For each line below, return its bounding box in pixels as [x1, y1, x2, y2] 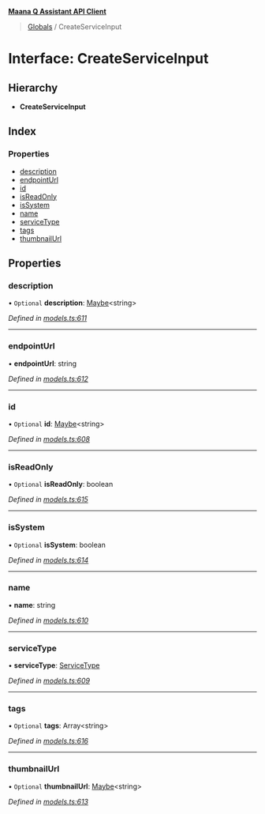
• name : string [8, 600, 56, 609]
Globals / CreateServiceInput [27, 22, 122, 31]
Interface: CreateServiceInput [8, 50, 209, 68]
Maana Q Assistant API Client [8, 7, 106, 16]
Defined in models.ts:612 [8, 374, 89, 383]
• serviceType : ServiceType [8, 661, 100, 670]
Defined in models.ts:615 [8, 495, 88, 504]
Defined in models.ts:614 [8, 555, 89, 564]
